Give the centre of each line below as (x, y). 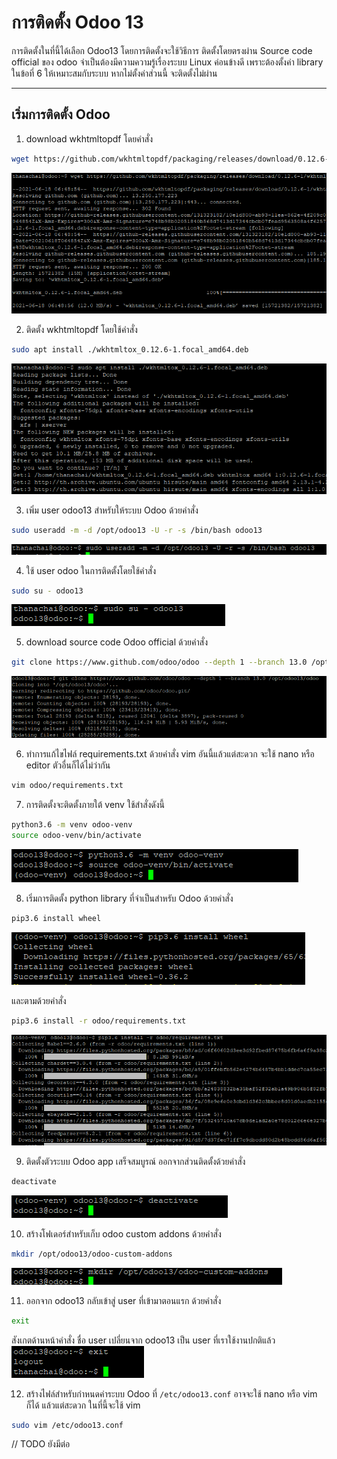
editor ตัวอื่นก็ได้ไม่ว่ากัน (68, 765)
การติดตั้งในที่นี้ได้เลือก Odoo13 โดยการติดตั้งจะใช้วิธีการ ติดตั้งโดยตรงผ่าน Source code (162, 50)
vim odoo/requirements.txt (67, 786)
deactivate (34, 1181)
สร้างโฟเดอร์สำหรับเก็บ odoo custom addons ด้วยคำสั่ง (123, 1233)
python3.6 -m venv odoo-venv (72, 825)
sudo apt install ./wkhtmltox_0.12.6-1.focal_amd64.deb (130, 349)
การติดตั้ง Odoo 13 (77, 22)
